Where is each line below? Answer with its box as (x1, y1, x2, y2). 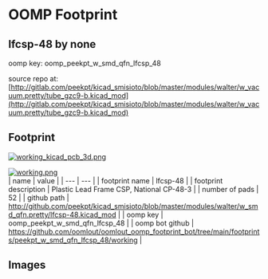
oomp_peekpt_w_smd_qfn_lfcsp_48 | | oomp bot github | (8, 218, 194, 228)
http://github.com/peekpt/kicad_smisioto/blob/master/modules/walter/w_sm (8, 201, 258, 210)
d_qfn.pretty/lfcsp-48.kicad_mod (8, 210, 117, 219)
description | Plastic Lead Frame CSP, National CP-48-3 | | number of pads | (8, 184, 259, 194)
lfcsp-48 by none (8, 37, 97, 51)
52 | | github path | (8, 193, 69, 202)
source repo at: (8, 74, 58, 83)
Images (8, 258, 46, 272)
